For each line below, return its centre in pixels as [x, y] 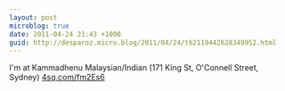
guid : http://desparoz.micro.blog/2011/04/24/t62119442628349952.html [143, 42]
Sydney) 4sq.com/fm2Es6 [57, 78]
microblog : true [39, 26]
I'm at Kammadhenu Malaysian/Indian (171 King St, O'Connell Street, [134, 68]
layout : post [33, 17]
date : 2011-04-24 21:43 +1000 [65, 34]
